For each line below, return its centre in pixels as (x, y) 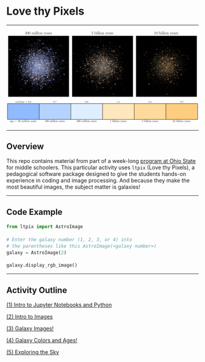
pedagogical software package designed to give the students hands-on (96, 174)
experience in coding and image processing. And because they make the (98, 181)
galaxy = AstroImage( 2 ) (37, 252)
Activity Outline (37, 290)
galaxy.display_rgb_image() (42, 266)
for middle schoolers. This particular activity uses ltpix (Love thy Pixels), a (101, 168)
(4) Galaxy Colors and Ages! (42, 341)
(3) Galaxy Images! (30, 328)
